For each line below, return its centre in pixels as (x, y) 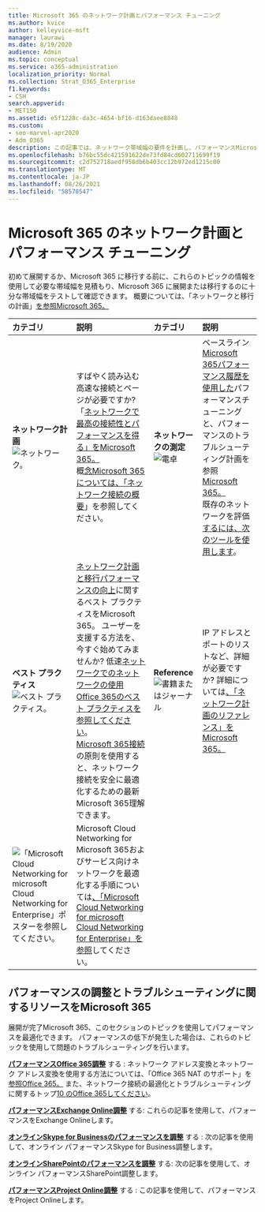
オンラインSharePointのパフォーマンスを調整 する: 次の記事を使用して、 (126, 1164)
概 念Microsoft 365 (110, 470)
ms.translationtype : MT (47, 170)
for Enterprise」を (110, 938)
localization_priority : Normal (60, 74)
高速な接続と (100, 387)
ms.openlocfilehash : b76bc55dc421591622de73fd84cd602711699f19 (114, 155)
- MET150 (22, 111)
